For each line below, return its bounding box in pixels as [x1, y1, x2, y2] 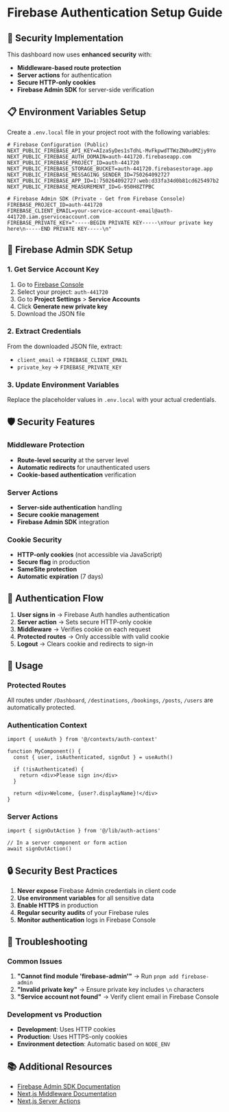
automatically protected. [7, 703, 76, 712]
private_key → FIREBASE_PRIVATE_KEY [16, 363, 122, 371]
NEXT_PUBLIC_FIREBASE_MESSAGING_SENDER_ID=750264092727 [7, 171, 170, 178]
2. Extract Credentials [7, 326, 82, 336]
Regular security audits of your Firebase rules [16, 909, 149, 917]
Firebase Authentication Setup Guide [7, 5, 223, 21]
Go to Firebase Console [16, 280, 84, 288]
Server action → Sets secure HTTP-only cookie [16, 618, 152, 626]
